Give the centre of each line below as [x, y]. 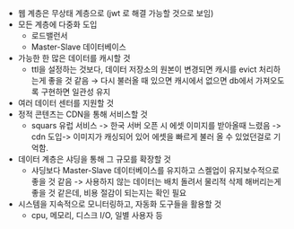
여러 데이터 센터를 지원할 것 [66, 103]
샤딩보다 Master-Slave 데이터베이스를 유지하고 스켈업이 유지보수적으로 [155, 170]
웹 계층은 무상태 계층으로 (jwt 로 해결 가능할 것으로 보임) [116, 13]
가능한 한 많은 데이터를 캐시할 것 [74, 58]
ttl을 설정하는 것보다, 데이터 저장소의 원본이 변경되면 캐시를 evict [144, 69]
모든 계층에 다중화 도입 [57, 24]
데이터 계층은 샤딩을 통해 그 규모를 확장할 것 [95, 159]
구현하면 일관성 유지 [76, 92]
